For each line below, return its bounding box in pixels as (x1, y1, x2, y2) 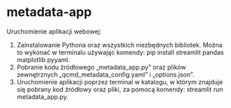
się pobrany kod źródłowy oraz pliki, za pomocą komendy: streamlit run (16, 85, 223, 93)
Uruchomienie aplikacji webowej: (6, 27, 102, 36)
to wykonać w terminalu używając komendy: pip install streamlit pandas (16, 48, 225, 56)
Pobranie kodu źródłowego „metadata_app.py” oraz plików (16, 63, 186, 71)
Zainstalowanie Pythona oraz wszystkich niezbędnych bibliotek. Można (16, 40, 223, 49)
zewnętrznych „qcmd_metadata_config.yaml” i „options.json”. (16, 70, 195, 79)
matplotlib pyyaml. (16, 55, 71, 63)
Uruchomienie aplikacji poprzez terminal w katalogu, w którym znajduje (16, 77, 223, 86)
